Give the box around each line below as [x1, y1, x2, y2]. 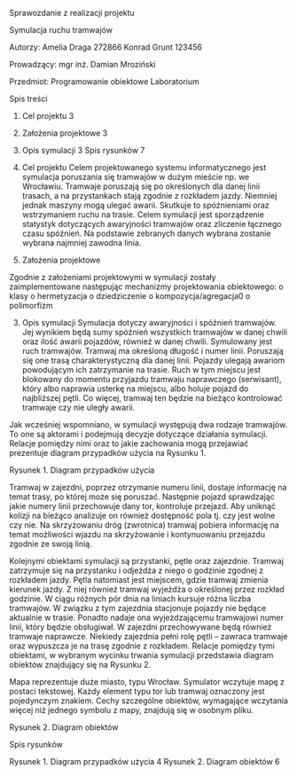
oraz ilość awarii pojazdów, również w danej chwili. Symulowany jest [21, 336, 273, 347]
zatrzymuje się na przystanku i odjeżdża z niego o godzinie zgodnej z [9, 565, 264, 576]
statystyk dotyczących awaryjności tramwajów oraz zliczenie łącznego [21, 219, 282, 229]
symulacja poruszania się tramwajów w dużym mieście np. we [21, 172, 250, 182]
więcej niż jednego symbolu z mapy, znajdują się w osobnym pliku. [9, 705, 254, 715]
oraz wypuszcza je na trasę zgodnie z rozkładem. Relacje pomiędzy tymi [9, 640, 275, 651]
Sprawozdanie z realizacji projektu [9, 8, 135, 18]
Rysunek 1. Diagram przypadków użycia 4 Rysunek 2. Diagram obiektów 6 [9, 756, 281, 766]
